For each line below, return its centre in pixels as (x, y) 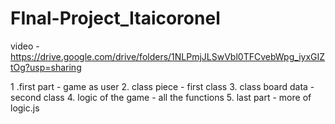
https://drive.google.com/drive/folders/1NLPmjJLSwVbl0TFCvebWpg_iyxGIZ (168, 56)
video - (25, 46)
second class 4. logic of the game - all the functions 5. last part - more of (161, 97)
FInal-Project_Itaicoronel (115, 18)
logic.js (25, 108)
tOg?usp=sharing (46, 67)
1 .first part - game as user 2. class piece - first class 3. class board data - (162, 86)
